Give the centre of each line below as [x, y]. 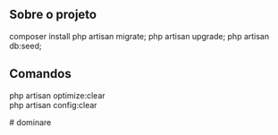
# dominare [30, 122]
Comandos [40, 74]
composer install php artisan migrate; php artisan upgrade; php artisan [139, 36]
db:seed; [25, 46]
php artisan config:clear [53, 105]
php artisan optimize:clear [57, 95]
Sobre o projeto [53, 15]
